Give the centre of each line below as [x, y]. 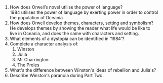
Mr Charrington [33, 60]
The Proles [28, 65]
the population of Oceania [36, 18]
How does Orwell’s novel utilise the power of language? [66, 7]
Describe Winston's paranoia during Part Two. [57, 75]
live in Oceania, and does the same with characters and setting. [74, 33]
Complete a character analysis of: [44, 44]
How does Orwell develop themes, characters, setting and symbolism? [81, 23]
